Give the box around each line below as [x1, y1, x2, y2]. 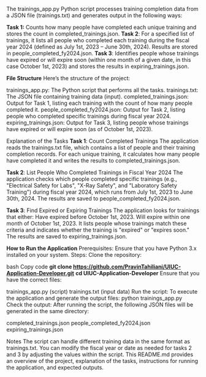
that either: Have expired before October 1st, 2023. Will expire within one [6, 213, 190, 220]
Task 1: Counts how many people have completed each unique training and [6, 24, 197, 31]
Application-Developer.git [6, 270, 75, 276]
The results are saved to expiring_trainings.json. [6, 233, 128, 240]
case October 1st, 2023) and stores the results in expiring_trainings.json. [6, 63, 189, 70]
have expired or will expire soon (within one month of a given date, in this [6, 56, 191, 63]
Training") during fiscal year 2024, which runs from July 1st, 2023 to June [6, 188, 193, 196]
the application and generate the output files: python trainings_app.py [6, 294, 183, 302]
